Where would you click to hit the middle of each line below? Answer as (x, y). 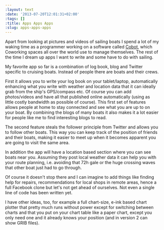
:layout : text (20, 10)
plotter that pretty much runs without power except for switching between (79, 208)
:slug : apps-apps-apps (28, 28)
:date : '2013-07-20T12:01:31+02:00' (42, 14)
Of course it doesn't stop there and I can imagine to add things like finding (80, 177)
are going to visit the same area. (37, 143)
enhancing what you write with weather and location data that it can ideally (81, 86)
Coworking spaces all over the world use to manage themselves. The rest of (82, 52)
